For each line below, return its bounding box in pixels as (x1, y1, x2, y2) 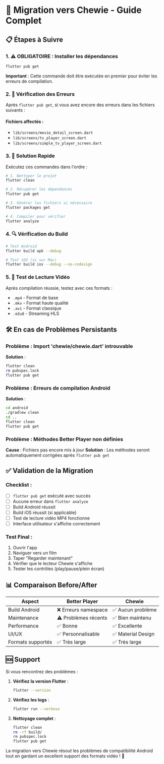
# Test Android (5, 244, 37, 249)
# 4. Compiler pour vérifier (5, 214, 66, 219)
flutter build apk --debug (5, 248, 61, 254)
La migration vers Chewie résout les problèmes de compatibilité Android (5, 748, 153, 754)
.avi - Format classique (12, 305, 61, 311)
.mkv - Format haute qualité (12, 300, 69, 306)
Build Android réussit (12, 504, 56, 510)
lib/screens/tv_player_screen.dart (12, 136, 87, 141)
